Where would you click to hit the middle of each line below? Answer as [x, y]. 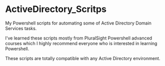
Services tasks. [21, 28]
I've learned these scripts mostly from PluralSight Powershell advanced [79, 38]
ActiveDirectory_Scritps [56, 9]
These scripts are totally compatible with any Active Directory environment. [83, 58]
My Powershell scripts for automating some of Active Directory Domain [78, 23]
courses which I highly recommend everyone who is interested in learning [81, 43]
